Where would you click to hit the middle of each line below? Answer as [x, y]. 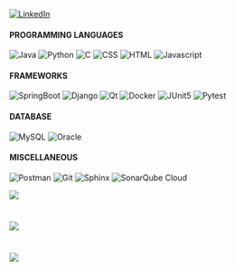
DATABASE [31, 116]
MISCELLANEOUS [44, 158]
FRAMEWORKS [38, 75]
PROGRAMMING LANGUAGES [66, 34]
